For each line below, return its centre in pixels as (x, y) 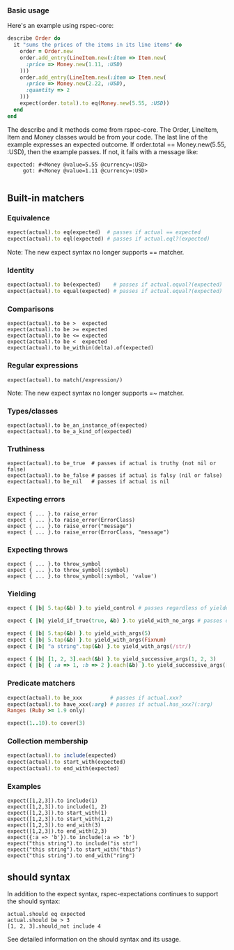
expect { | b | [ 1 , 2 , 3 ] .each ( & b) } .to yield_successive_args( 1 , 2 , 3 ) (112, 659)
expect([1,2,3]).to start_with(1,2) (60, 819)
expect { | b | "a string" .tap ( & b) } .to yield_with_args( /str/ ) (99, 646)
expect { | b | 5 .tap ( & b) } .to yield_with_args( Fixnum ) (87, 640)
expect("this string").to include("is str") (73, 844)
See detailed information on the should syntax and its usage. (94, 940)
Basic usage (29, 10)
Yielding (22, 594)
